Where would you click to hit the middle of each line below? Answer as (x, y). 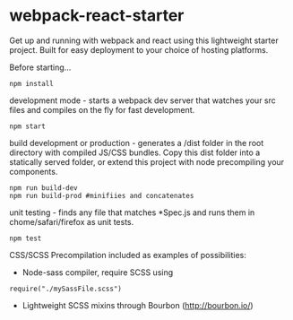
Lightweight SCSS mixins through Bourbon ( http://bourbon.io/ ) (138, 305)
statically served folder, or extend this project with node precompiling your (147, 161)
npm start (28, 126)
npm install (31, 83)
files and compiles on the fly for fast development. (102, 109)
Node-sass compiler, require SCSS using (98, 272)
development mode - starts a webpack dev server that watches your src (142, 100)
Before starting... (40, 67)
